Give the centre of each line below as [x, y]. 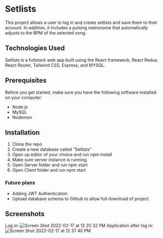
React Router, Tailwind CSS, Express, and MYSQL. [55, 65]
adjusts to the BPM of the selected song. [46, 33]
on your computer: [24, 97]
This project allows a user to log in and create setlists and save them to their [81, 22]
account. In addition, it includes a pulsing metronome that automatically [77, 27]
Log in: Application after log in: [79, 226]
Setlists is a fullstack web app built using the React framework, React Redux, [82, 60]
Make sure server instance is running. [50, 160]
